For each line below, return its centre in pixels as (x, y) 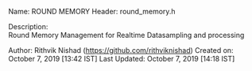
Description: (28, 26)
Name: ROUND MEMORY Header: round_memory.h (92, 11)
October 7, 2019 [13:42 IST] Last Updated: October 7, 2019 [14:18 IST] (122, 59)
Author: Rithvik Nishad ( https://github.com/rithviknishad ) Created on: (121, 50)
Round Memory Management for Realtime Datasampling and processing (126, 35)
